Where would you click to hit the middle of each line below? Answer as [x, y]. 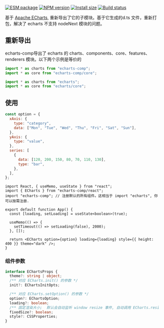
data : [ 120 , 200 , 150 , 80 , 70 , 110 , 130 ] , [62, 159]
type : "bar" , [31, 164]
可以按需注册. [17, 201]
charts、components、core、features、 [110, 53]
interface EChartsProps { [31, 271]
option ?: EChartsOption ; [35, 298]
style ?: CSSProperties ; [33, 317]
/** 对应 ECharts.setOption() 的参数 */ [49, 294]
